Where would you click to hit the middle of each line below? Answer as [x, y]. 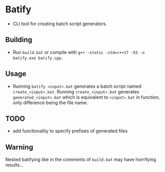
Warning [19, 147]
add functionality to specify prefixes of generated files [70, 131]
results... [15, 165]
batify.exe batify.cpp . [38, 58]
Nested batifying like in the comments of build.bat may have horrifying [81, 160]
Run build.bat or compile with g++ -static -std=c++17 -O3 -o [79, 52]
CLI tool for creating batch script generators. [60, 24]
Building [19, 40]
